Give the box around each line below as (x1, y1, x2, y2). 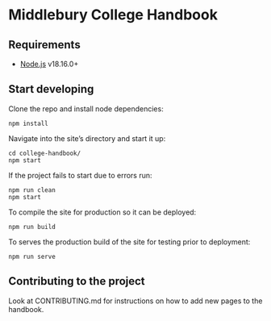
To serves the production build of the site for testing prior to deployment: (8, 236, 251, 247)
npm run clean (8, 186, 56, 194)
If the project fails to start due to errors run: (8, 170, 152, 180)
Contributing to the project (8, 274, 145, 288)
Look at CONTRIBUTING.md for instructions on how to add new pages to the (8, 296, 263, 306)
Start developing (8, 82, 94, 96)
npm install (8, 119, 48, 127)
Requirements (8, 38, 81, 52)
